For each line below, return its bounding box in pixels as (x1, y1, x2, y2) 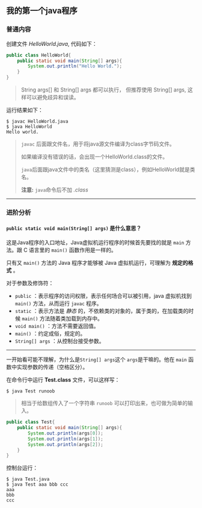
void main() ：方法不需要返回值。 (14, 323, 99, 330)
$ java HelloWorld (6, 124, 52, 130)
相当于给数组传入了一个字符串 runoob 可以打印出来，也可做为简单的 (20, 400, 188, 407)
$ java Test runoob (6, 388, 55, 394)
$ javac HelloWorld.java (6, 119, 69, 125)
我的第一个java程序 (6, 5, 78, 16)
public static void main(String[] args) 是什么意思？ (6, 225, 142, 232)
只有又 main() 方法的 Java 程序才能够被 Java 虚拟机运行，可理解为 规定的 (6, 259, 188, 267)
